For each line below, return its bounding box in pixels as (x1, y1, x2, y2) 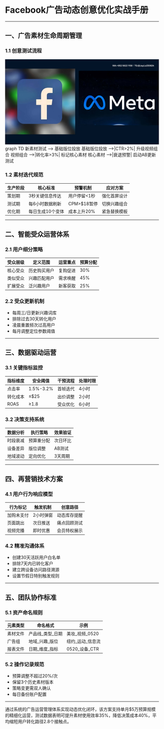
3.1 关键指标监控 (5, 364, 43, 371)
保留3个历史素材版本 (12, 679, 54, 685)
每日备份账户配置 (12, 691, 47, 697)
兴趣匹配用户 (28, 275, 55, 281)
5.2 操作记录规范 (5, 661, 44, 668)
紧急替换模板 (102, 208, 128, 214)
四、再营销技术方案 (5, 475, 63, 483)
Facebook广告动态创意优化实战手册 (5, 4, 149, 16)
